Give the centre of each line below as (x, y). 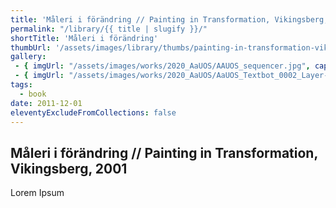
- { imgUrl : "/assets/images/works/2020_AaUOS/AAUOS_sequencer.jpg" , (162, 66)
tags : (21, 85)
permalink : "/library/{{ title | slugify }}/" (109, 29)
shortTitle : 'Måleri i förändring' (84, 38)
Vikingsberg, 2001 (69, 168)
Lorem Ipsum (37, 193)
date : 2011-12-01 (46, 103)
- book (33, 94)
